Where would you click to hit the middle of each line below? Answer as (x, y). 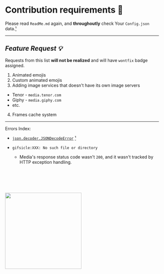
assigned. (15, 65)
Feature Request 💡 (34, 49)
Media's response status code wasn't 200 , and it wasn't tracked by (86, 157)
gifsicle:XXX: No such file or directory (55, 148)
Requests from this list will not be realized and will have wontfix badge (76, 60)
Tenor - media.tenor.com (37, 95)
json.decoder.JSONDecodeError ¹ (44, 138)
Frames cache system (34, 115)
